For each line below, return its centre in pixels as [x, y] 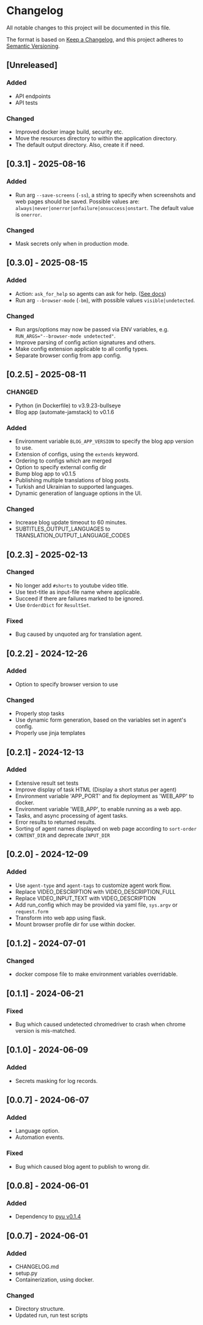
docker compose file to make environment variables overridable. [96, 974]
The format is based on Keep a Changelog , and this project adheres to [95, 39]
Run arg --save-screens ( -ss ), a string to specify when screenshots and [105, 195]
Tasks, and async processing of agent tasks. [72, 815]
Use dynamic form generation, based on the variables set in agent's [101, 720]
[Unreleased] [32, 65]
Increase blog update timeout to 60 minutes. [71, 523]
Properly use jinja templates [50, 733]
